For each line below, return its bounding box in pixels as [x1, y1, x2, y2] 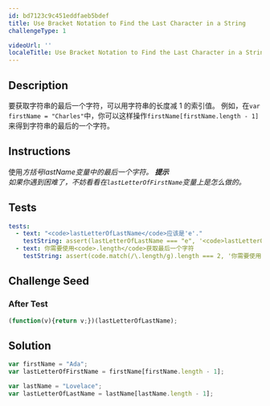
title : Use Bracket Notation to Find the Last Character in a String [8, 19, 247, 27]
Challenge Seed [8, 274, 90, 288]
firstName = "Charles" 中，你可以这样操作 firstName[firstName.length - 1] [8, 110, 260, 121]
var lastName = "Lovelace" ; [8, 383, 103, 391]
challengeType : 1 [8, 27, 67, 35]
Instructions [8, 145, 71, 158]
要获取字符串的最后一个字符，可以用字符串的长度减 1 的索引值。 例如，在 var [8, 100, 260, 110]
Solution [8, 338, 51, 352]
